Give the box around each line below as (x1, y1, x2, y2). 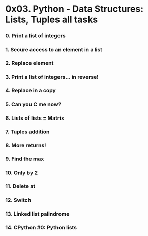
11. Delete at (5, 183, 36, 190)
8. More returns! (5, 141, 47, 149)
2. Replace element (5, 59, 54, 66)
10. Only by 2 (5, 169, 38, 176)
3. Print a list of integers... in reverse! (5, 73, 99, 80)
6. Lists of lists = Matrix (5, 114, 65, 122)
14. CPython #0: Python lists (5, 224, 77, 231)
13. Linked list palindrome (5, 210, 70, 218)
